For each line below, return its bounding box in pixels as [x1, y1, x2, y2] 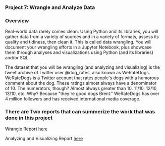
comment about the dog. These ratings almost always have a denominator [5, 80, 157, 86]
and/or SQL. [5, 55, 30, 61]
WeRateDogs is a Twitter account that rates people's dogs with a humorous [5, 75, 159, 81]
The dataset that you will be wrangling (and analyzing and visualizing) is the [5, 64, 160, 70]
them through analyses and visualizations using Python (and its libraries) [5, 49, 154, 55]
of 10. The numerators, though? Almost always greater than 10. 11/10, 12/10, [5, 86, 158, 92]
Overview [5, 17, 29, 24]
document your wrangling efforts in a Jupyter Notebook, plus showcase [5, 44, 152, 50]
